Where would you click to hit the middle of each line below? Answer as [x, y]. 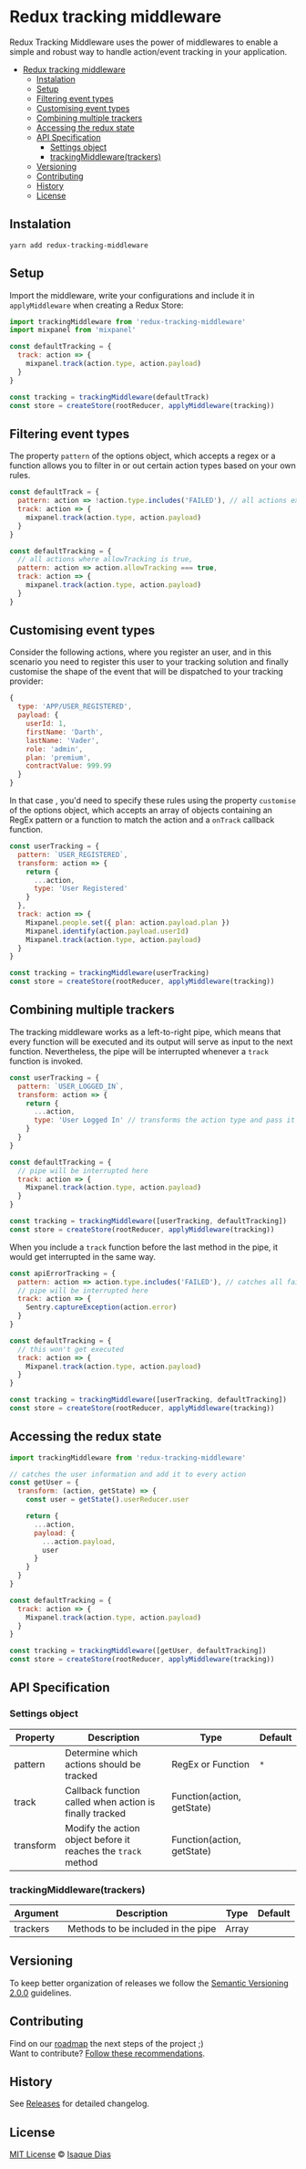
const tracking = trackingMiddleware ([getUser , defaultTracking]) [138, 1651]
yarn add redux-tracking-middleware [79, 245]
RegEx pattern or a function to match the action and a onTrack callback [142, 820]
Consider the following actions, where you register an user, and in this [140, 652]
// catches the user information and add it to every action [128, 1474]
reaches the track [103, 1850]
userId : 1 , [46, 724]
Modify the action [103, 1828]
